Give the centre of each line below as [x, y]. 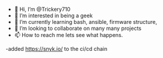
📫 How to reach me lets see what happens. [69, 35]
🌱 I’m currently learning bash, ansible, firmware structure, [86, 22]
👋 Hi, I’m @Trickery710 [42, 9]
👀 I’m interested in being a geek [54, 16]
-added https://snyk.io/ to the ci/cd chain [57, 49]
